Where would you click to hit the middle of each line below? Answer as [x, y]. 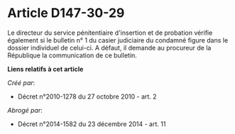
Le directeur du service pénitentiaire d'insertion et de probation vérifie [110, 33]
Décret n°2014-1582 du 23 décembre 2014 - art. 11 [92, 124]
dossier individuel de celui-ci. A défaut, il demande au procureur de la [109, 48]
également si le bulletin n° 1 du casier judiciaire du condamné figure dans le [118, 40]
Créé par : [21, 82]
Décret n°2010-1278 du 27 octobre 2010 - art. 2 [87, 96]
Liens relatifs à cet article [45, 69]
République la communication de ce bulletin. [72, 55]
